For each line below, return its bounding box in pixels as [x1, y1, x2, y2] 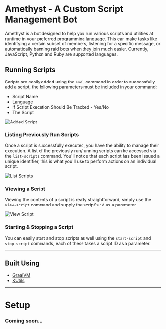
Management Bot [5, 14, 78, 25]
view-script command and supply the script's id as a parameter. [5, 202, 137, 208]
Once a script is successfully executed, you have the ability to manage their [5, 142, 159, 149]
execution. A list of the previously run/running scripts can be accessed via [5, 148, 157, 154]
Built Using [5, 259, 40, 268]
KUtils [12, 278, 25, 284]
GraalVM [12, 272, 31, 278]
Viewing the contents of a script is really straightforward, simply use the [5, 197, 152, 203]
